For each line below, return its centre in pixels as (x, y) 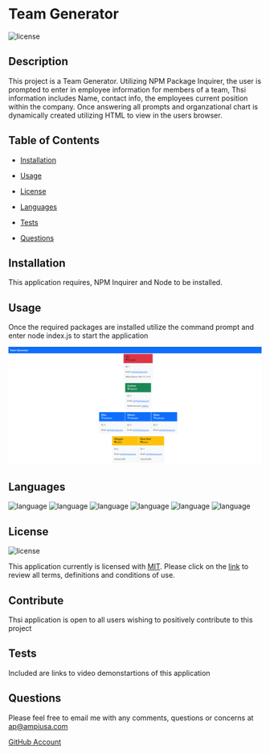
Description (38, 62)
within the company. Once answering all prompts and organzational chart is (133, 106)
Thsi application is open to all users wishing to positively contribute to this (131, 620)
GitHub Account (35, 742)
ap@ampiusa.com (38, 726)
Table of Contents (54, 140)
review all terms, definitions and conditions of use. (92, 575)
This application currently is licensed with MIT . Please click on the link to (129, 567)
